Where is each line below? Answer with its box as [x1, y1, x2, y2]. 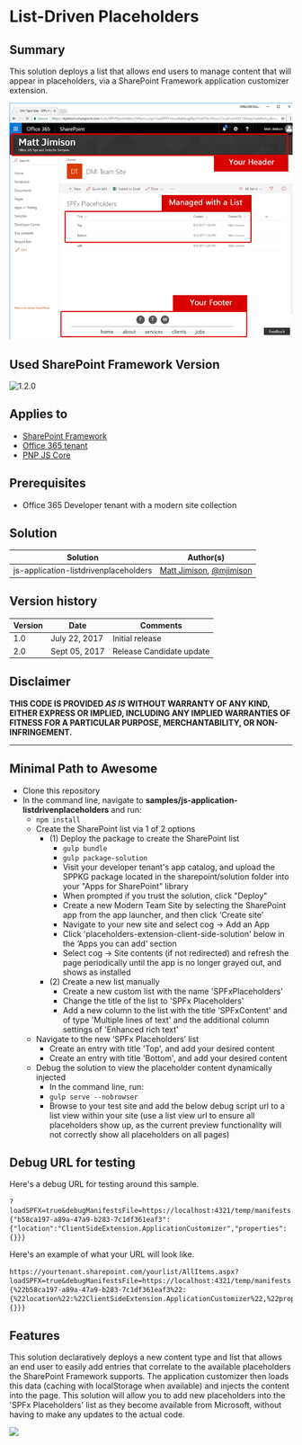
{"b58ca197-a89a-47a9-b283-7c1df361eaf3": [9, 1216, 171, 1225]
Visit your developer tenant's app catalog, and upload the [62, 861, 276, 872]
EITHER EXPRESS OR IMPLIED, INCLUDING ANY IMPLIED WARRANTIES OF [9, 708, 291, 718]
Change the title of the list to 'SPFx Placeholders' [62, 995, 244, 1006]
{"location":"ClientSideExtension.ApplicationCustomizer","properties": [9, 1225, 288, 1234]
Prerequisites [9, 476, 86, 491]
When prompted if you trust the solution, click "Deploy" [62, 890, 268, 901]
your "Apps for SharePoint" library [62, 880, 189, 891]
